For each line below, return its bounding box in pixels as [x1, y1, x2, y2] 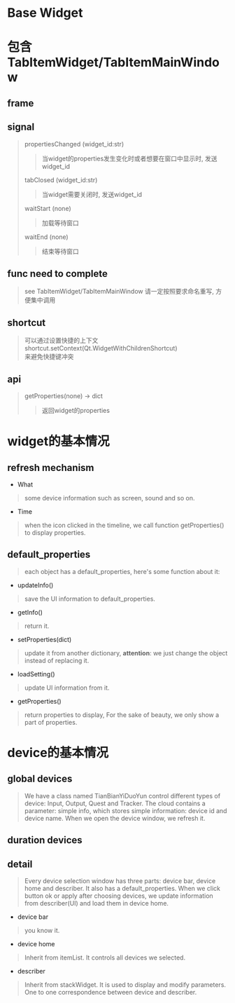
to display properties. [24, 528, 86, 537]
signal [7, 121, 35, 133]
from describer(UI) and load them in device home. [24, 899, 169, 908]
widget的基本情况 [7, 433, 110, 449]
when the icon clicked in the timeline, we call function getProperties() [24, 521, 225, 530]
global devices [7, 773, 73, 785]
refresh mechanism [7, 461, 94, 474]
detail [7, 858, 33, 870]
